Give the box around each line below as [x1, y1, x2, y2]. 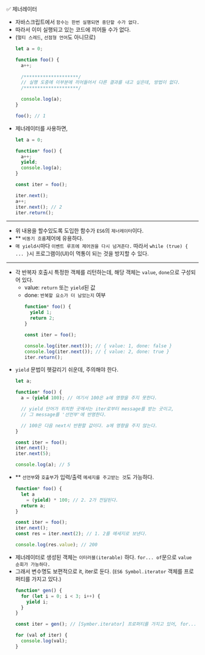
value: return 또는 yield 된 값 [24, 284, 96, 291]
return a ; [21, 502, 46, 508]
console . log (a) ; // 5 [15, 461, 71, 468]
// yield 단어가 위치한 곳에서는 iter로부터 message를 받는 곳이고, [21, 406, 174, 412]
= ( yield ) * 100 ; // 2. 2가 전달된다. [26, 497, 119, 503]
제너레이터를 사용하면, [15, 125, 68, 132]
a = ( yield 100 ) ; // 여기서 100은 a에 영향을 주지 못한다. [21, 395, 157, 401]
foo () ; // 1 [15, 112, 46, 119]
